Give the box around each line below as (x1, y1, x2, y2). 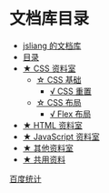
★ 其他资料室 (22, 142, 74, 153)
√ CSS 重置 (49, 86, 93, 96)
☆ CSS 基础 (35, 74, 82, 85)
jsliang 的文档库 (22, 40, 82, 51)
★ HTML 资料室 (22, 119, 84, 130)
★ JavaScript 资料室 (22, 131, 100, 142)
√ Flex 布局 (49, 108, 92, 119)
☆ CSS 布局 (35, 96, 82, 107)
